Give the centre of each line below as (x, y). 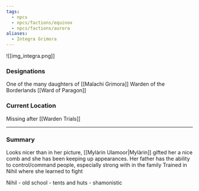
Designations (26, 71)
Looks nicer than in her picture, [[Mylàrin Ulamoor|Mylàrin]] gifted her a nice (99, 152)
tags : (13, 12)
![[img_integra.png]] (31, 56)
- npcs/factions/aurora (41, 28)
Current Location (31, 106)
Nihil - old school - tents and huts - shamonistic (64, 182)
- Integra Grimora (34, 39)
